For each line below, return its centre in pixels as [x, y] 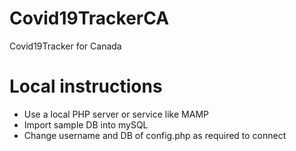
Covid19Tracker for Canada [65, 46]
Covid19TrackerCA [89, 18]
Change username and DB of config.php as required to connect [155, 135]
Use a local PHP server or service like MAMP [116, 114]
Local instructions [86, 86]
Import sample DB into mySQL [86, 124]
